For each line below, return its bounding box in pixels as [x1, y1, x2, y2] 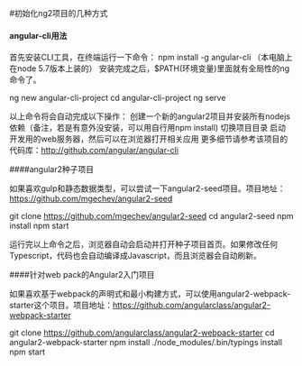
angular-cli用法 [9, 30, 68, 41]
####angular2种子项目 [9, 164, 95, 175]
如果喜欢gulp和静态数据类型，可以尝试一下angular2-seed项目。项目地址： [9, 183, 286, 194]
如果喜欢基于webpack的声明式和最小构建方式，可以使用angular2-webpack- [9, 288, 291, 299]
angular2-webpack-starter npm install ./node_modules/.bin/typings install [9, 337, 282, 348]
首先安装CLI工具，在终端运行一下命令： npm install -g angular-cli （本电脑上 [9, 52, 293, 63]
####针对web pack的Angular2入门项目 [9, 270, 155, 280]
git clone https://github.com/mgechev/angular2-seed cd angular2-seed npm [9, 211, 294, 222]
